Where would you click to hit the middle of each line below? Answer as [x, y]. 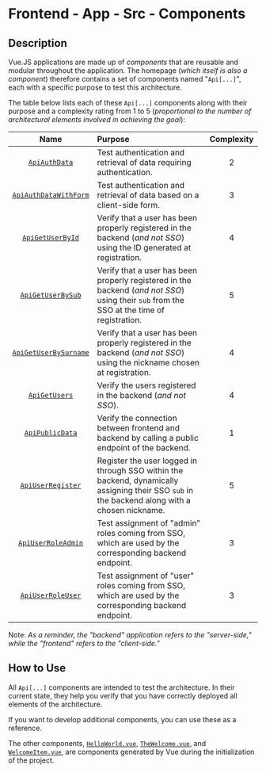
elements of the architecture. [55, 704]
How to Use [37, 668]
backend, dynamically [138, 480]
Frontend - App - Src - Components [127, 14]
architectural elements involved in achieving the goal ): [97, 119]
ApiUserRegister [51, 486]
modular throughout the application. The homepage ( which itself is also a [128, 71]
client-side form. [129, 205]
